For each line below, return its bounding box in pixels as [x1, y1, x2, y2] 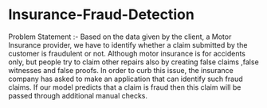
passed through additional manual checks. [8, 91, 148, 100]
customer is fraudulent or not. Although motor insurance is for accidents [8, 48, 245, 58]
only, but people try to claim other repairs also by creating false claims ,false [8, 57, 259, 67]
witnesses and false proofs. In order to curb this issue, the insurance [8, 65, 234, 75]
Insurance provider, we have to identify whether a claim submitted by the [8, 40, 248, 49]
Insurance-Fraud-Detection [8, 6, 195, 24]
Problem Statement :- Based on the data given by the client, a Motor [8, 32, 232, 41]
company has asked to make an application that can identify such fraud [8, 74, 243, 83]
